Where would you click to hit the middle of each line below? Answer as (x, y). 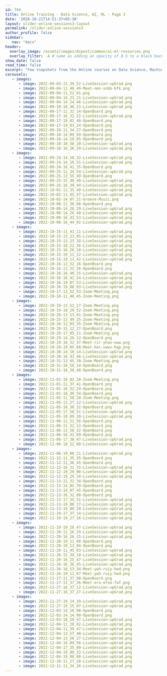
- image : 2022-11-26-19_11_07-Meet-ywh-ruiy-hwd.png (74, 574)
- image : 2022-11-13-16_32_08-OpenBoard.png (65, 495)
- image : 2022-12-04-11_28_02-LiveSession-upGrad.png (75, 624)
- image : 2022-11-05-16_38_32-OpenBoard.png (65, 407)
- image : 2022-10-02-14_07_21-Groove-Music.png (69, 199)
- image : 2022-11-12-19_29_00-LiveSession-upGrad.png (75, 472)
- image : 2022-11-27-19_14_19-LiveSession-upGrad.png (75, 601)
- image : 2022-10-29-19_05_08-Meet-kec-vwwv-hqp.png (74, 347)
